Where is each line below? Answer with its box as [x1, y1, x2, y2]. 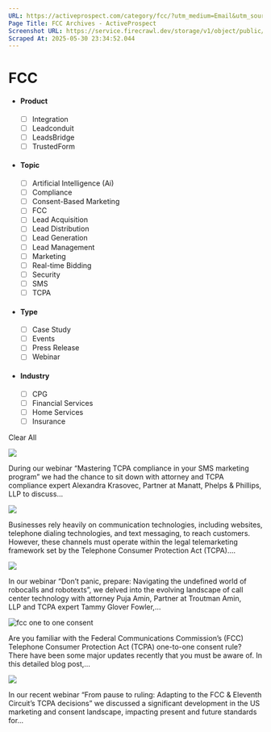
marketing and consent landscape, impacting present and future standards [8, 707, 257, 717]
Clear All [8, 433, 37, 442]
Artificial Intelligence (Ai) [31, 178, 115, 188]
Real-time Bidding [31, 260, 92, 270]
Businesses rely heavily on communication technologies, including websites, [8, 520, 263, 529]
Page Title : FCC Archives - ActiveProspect [8, 19, 157, 27]
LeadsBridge [31, 132, 75, 142]
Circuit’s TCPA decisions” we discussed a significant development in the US [8, 698, 261, 708]
